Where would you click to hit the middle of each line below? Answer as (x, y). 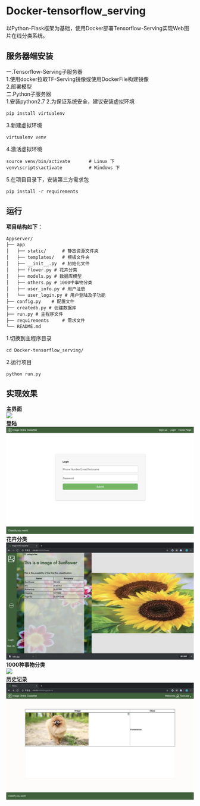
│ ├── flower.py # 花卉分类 (42, 270)
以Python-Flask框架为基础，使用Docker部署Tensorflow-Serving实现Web (95, 28)
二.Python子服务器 (29, 94)
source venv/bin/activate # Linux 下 (60, 161)
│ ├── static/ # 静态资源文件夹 (52, 251)
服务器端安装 (30, 56)
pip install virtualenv (36, 113)
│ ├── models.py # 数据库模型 (44, 276)
